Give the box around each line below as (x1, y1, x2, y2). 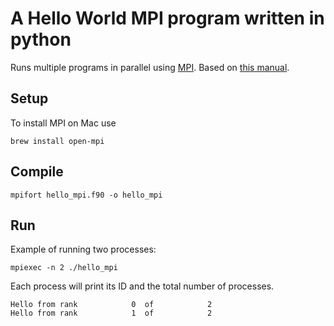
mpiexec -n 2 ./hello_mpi (10, 263, 118, 273)
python (10, 28, 72, 51)
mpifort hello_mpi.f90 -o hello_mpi (10, 190, 163, 200)
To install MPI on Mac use (10, 117, 117, 129)
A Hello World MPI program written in (10, 7, 325, 30)
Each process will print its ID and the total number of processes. (10, 280, 275, 292)
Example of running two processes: (10, 243, 157, 256)
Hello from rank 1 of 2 (10, 308, 213, 319)
